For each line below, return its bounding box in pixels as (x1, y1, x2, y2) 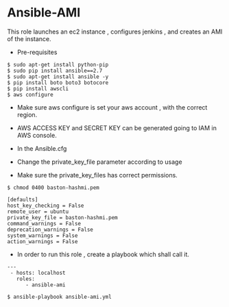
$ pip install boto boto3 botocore (7, 79, 109, 86)
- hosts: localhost (10, 269, 67, 276)
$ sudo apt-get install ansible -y (7, 73, 109, 80)
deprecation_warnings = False (7, 226, 94, 233)
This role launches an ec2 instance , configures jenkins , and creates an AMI (7, 27, 223, 36)
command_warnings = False (7, 220, 81, 227)
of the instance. (7, 34, 51, 42)
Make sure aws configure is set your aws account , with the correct (16, 103, 208, 111)
